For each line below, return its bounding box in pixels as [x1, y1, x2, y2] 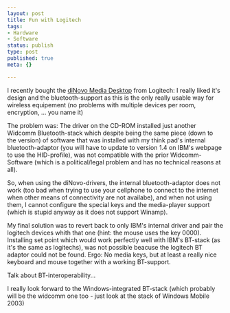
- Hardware [7, 29, 38, 36]
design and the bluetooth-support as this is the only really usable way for [7, 94, 214, 102]
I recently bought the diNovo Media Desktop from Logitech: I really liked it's [7, 86, 221, 94]
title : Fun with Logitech [7, 17, 81, 23]
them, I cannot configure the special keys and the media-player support [7, 200, 210, 208]
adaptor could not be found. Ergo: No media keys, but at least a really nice [7, 250, 218, 259]
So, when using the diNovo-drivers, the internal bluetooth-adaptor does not [7, 178, 221, 186]
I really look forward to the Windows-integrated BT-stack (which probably [7, 284, 216, 292]
